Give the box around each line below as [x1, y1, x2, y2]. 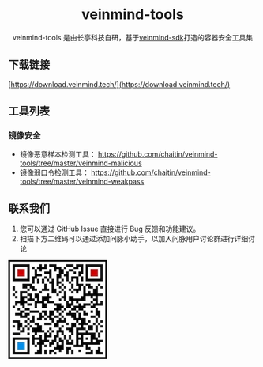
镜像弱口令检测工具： [19, 168, 89, 177]
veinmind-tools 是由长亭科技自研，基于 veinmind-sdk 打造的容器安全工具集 [12, 32, 254, 42]
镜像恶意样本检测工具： [19, 149, 96, 159]
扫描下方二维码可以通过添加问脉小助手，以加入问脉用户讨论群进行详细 [19, 234, 249, 244]
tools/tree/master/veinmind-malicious [19, 158, 142, 168]
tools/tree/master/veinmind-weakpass [19, 176, 145, 187]
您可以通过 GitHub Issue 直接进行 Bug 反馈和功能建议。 [19, 224, 201, 234]
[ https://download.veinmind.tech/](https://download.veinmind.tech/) [8, 79, 231, 89]
